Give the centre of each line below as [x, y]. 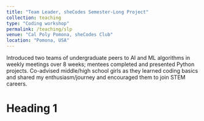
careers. [17, 84]
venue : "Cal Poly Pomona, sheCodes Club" [60, 35]
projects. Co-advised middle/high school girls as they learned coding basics [102, 71]
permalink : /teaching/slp [39, 29]
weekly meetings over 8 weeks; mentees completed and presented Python [100, 64]
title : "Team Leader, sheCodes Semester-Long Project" [78, 12]
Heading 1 [32, 108]
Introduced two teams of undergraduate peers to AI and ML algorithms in [98, 58]
